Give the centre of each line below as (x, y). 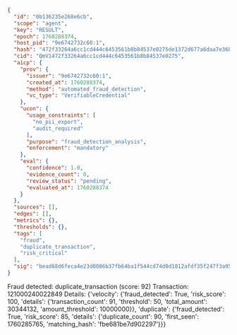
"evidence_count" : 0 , (58, 174)
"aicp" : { (28, 63)
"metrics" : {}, (36, 221)
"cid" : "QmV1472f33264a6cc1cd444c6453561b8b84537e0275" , (99, 57)
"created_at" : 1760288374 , (66, 82)
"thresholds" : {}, (41, 227)
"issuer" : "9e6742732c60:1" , (69, 76)
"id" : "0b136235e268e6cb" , (53, 17)
